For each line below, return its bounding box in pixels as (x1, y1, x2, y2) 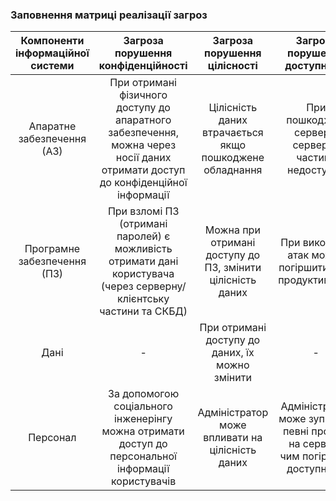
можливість (114, 242, 173, 256)
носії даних (115, 151, 172, 165)
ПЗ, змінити (204, 261, 262, 275)
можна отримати (101, 424, 185, 438)
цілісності (207, 59, 258, 73)
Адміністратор (197, 406, 269, 420)
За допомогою (108, 387, 180, 401)
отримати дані (108, 254, 179, 268)
